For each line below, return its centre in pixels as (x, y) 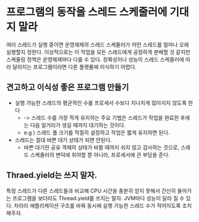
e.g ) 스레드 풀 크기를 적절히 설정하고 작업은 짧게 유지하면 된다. (97, 132)
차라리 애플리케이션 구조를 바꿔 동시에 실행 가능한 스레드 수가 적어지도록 (97, 205)
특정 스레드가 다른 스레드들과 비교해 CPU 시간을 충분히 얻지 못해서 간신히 (91, 191)
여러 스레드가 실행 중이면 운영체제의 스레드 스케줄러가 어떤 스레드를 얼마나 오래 (98, 45)
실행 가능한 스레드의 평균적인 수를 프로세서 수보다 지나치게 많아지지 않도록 (101, 103)
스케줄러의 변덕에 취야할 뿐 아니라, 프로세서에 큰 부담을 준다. (100, 154)
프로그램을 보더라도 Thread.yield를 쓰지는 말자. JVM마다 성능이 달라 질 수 (98, 198)
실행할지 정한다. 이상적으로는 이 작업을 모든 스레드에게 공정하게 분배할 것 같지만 (98, 52)
